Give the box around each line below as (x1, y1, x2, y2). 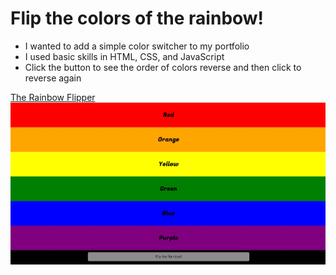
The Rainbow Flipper (10, 91, 96, 103)
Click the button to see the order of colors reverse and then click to (24, 61, 302, 73)
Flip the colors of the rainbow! (10, 7, 265, 30)
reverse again (24, 72, 82, 84)
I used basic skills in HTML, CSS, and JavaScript (24, 50, 225, 62)
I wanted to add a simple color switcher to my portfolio (24, 40, 250, 52)
